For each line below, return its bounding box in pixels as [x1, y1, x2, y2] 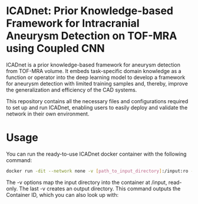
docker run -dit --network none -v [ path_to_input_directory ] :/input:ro [6, 168, 189, 174]
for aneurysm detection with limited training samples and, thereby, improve [6, 80, 189, 87]
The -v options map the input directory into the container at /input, [6, 179, 167, 186]
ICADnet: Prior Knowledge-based [6, 4, 174, 18]
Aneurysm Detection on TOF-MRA [6, 29, 177, 42]
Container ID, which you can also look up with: [6, 191, 119, 198]
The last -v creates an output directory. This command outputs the [19, 185, 181, 192]
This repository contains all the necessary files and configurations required [6, 97, 189, 104]
